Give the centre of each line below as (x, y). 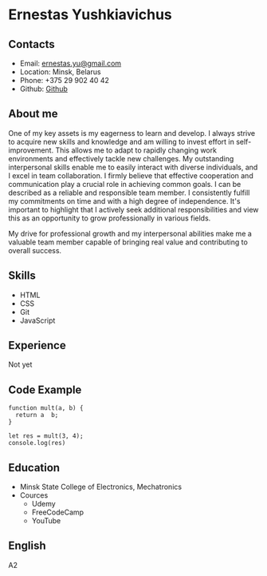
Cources (34, 495)
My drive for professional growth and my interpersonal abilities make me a (130, 233)
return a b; (37, 415)
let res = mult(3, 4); (46, 436)
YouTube (46, 521)
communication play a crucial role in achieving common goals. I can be (125, 184)
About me (33, 114)
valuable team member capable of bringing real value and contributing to (128, 242)
